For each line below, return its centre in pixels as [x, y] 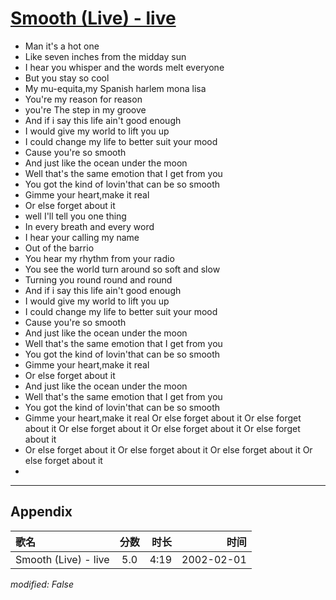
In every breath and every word [89, 226]
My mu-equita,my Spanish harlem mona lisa [115, 88]
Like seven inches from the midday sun [105, 56]
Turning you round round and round [98, 279]
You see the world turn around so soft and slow [122, 269]
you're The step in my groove [85, 109]
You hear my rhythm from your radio [99, 258]
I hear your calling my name [82, 237]
